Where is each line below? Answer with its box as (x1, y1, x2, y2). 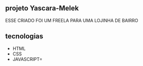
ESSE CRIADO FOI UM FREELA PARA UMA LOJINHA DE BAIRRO (5, 17, 138, 23)
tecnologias (5, 32, 43, 41)
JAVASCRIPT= (12, 56, 43, 62)
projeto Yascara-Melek (5, 4, 79, 13)
